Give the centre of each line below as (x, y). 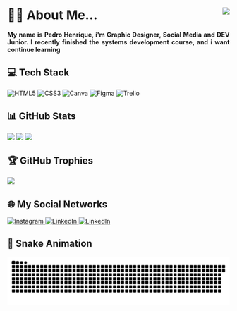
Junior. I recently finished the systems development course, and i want (119, 42)
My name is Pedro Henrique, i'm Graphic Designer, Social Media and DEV (119, 35)
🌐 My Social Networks (57, 204)
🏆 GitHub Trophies (50, 160)
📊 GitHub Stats (42, 116)
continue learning (34, 49)
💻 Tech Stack (38, 73)
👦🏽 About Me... (53, 15)
